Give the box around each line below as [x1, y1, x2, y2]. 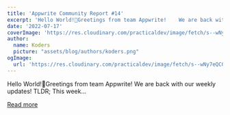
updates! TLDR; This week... [7, 87, 87, 95]
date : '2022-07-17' [7, 23, 63, 29]
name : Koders [13, 42, 51, 49]
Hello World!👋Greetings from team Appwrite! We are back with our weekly [7, 79, 216, 88]
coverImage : [7, 29, 41, 36]
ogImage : [7, 55, 32, 62]
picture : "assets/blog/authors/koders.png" [13, 49, 139, 55]
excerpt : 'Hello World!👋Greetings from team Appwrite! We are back [7, 16, 213, 23]
